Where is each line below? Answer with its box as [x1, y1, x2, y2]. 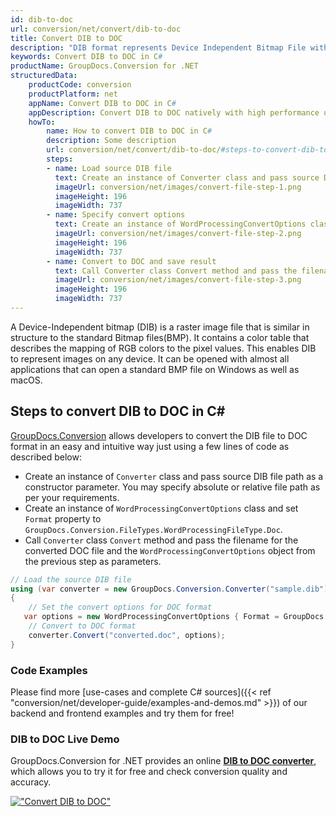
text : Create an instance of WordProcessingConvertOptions [54, 219, 307, 230]
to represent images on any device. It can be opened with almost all [10, 352, 290, 365]
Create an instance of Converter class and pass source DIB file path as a [24, 470, 324, 482]
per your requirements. [24, 491, 120, 503]
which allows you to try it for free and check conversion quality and [10, 766, 288, 778]
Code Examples [10, 663, 88, 677]
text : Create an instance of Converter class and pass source [54, 172, 320, 183]
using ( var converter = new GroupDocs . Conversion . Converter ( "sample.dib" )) [10, 584, 333, 594]
